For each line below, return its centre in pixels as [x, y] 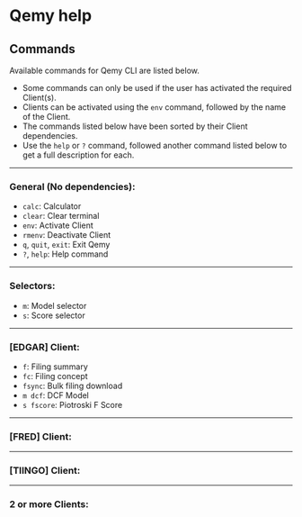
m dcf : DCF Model [56, 395]
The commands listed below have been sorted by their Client [135, 126]
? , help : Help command [65, 254]
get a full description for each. [78, 155]
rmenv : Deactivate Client [67, 235]
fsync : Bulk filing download [72, 385]
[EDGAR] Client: [45, 347]
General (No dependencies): [72, 186]
